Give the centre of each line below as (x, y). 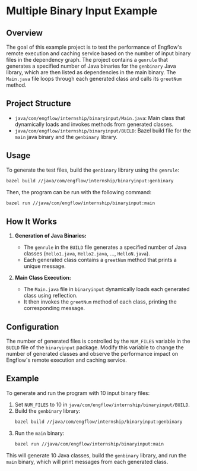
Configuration (33, 327)
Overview (25, 33)
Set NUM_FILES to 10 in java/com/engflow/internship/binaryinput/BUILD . (102, 404)
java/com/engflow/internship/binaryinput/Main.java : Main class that (100, 118)
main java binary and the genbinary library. (66, 137)
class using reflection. (51, 296)
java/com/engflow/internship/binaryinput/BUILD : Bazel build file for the (103, 130)
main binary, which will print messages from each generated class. (87, 461)
